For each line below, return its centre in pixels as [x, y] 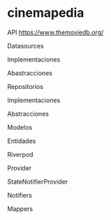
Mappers [20, 209]
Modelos [20, 127]
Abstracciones [28, 114]
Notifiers [20, 195]
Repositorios [25, 86]
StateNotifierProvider [38, 181]
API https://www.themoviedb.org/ [55, 32]
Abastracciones [30, 73]
